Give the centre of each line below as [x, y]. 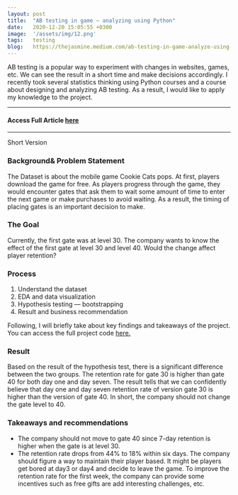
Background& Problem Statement [66, 161]
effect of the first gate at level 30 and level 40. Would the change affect [112, 247]
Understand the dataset [52, 289]
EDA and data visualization [56, 297]
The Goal [23, 225]
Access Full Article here [43, 120]
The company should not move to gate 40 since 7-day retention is [114, 438]
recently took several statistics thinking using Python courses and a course [117, 82]
